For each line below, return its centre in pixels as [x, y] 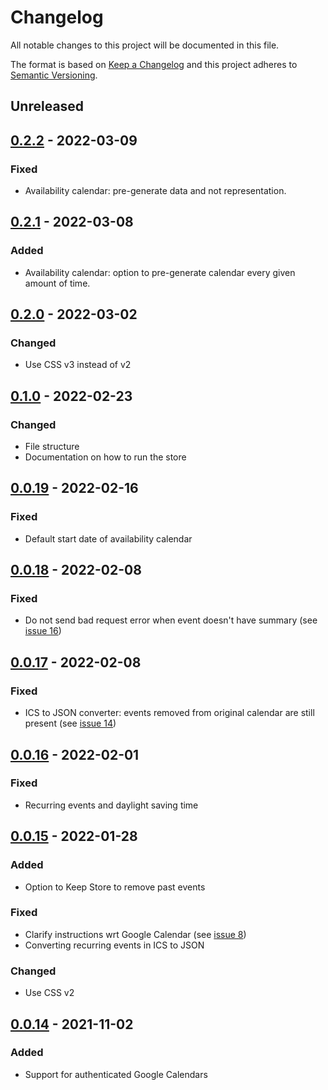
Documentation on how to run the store [105, 457]
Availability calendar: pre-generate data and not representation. [155, 191]
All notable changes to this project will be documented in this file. [145, 45]
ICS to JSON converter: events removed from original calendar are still [169, 713]
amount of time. [57, 283]
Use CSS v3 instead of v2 [78, 365]
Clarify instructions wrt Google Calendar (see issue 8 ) [135, 934]
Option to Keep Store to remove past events [115, 887]
